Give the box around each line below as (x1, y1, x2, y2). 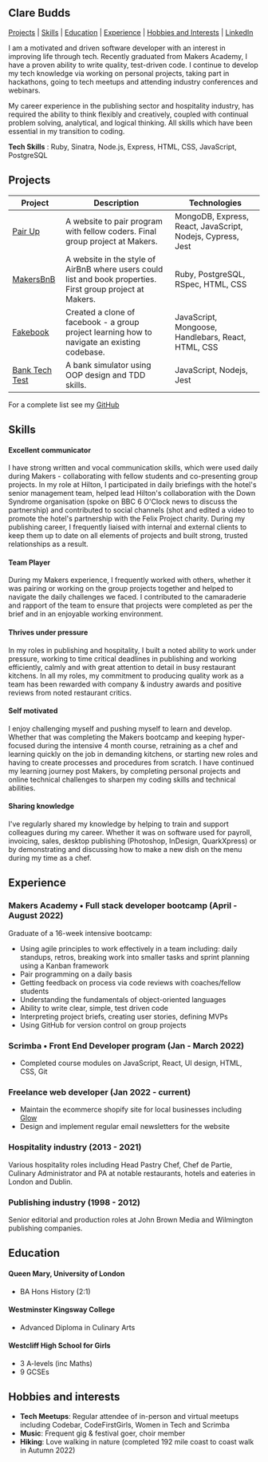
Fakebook (12, 327, 49, 338)
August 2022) (8, 910, 64, 921)
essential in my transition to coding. (8, 126, 125, 136)
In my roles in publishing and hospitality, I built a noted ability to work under (8, 645, 257, 655)
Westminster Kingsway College (8, 1305, 116, 1314)
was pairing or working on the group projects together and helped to (8, 584, 234, 593)
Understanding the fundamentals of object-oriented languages (19, 994, 227, 1004)
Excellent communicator (8, 445, 92, 454)
